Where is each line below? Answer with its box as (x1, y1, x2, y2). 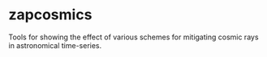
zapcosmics (8, 6, 93, 24)
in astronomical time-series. (8, 40, 102, 50)
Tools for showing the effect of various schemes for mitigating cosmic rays (8, 32, 259, 42)
